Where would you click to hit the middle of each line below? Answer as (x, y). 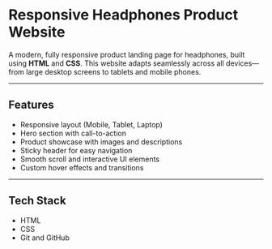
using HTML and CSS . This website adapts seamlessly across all (116, 63)
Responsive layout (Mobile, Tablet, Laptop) (91, 124)
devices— (242, 63)
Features (31, 105)
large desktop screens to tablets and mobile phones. (113, 71)
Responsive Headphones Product (123, 15)
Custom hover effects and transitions (82, 167)
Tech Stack (37, 201)
